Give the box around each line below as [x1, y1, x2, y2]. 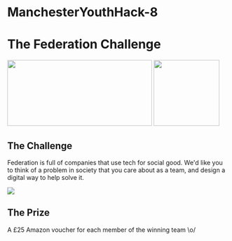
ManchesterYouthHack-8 [7, 4, 158, 20]
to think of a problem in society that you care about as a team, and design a [7, 166, 226, 174]
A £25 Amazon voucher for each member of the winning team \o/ [7, 226, 196, 234]
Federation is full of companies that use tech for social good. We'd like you [7, 158, 223, 167]
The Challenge [7, 140, 73, 152]
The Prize [7, 207, 50, 219]
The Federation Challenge [7, 37, 161, 53]
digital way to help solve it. [7, 173, 84, 181]
